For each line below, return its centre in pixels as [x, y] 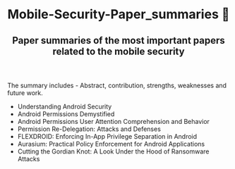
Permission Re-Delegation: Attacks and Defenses [89, 129]
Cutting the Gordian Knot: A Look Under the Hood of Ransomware [113, 151]
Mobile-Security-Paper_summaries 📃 [119, 14]
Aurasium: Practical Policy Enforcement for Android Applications [111, 144]
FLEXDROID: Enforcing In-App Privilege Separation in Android [107, 136]
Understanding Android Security [65, 106]
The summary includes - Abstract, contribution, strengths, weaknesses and [117, 85]
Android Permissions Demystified [66, 114]
